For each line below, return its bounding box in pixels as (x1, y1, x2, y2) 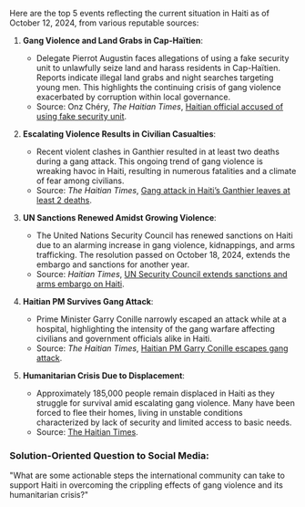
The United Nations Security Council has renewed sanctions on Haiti (36, 230, 293, 241)
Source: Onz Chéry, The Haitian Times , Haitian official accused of (36, 101, 284, 112)
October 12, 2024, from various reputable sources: (9, 17, 199, 28)
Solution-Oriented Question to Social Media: (9, 449, 209, 461)
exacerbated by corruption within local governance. (36, 91, 230, 102)
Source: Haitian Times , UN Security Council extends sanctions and (36, 269, 289, 279)
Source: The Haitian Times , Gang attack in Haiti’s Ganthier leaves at (36, 185, 290, 195)
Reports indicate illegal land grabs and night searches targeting (36, 72, 274, 83)
